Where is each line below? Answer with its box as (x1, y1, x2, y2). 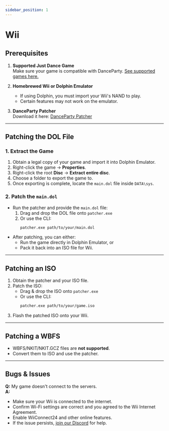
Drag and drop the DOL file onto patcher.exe (20, 210, 113, 216)
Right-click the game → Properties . (12, 164, 87, 170)
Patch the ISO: (12, 283, 43, 289)
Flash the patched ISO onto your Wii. (12, 313, 89, 319)
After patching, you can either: (12, 234, 76, 240)
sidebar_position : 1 (5, 7, 49, 13)
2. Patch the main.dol (5, 193, 58, 200)
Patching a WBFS (5, 332, 60, 340)
